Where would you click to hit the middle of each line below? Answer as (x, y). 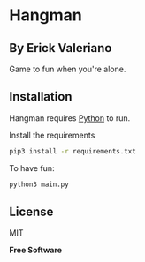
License (31, 211)
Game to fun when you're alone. (68, 69)
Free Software (36, 250)
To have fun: (32, 168)
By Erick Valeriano (61, 48)
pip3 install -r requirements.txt (73, 151)
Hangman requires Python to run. (70, 118)
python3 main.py (39, 184)
